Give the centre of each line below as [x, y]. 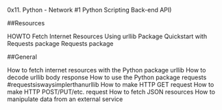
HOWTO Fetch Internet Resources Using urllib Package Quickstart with [107, 36]
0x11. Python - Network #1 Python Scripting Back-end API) [89, 10]
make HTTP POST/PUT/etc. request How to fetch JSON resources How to [111, 92]
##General [22, 57]
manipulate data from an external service [65, 99]
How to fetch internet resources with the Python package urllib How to [107, 70]
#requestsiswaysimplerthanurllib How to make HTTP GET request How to [111, 84]
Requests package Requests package [60, 43]
